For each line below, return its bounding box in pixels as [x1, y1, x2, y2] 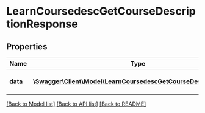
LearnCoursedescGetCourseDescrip [6, 4, 196, 18]
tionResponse [6, 17, 78, 31]
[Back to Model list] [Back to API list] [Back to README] [6, 100, 146, 108]
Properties [6, 41, 48, 52]
